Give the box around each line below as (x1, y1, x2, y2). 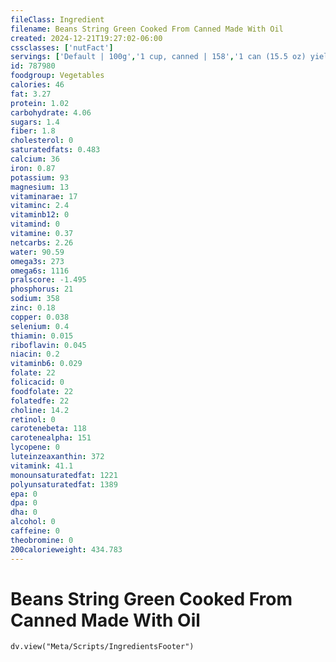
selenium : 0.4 (10, 321, 70, 331)
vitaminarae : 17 (10, 191, 78, 201)
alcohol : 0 (10, 517, 56, 527)
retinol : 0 (10, 414, 56, 425)
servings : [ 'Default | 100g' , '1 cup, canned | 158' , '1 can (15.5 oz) (10, 52, 307, 62)
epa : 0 (10, 489, 38, 499)
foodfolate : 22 (10, 386, 74, 396)
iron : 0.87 (10, 163, 56, 173)
